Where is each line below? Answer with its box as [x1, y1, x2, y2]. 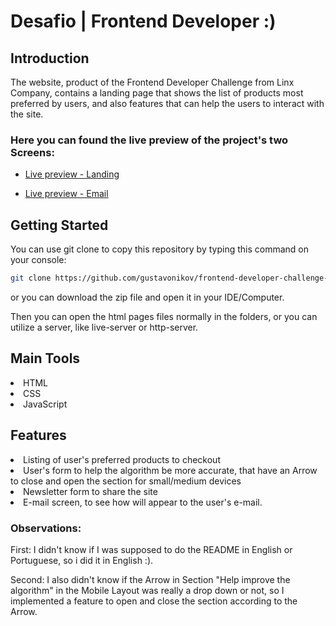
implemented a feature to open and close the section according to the [10, 595, 298, 607]
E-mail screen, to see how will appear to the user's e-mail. [23, 496, 263, 508]
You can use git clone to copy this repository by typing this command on [10, 243, 309, 255]
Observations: [10, 521, 82, 535]
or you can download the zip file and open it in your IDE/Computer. [10, 291, 285, 303]
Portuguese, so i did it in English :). [10, 554, 154, 566]
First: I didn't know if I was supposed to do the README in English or [10, 543, 293, 555]
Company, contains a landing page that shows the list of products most [10, 87, 304, 99]
